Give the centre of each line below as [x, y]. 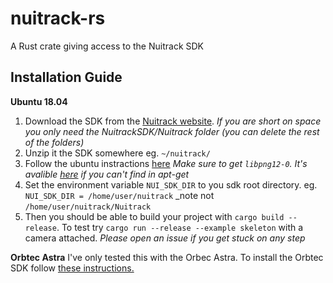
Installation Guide [66, 77]
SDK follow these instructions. [72, 268]
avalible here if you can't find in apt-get [107, 174]
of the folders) [54, 142]
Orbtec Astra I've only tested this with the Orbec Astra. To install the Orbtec [167, 257]
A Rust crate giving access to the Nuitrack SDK [107, 46]
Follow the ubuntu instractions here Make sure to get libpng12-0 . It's [166, 163]
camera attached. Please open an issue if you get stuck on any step [165, 238]
